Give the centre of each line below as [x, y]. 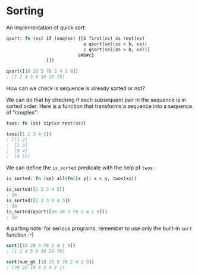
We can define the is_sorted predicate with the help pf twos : [80, 168]
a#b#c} [86, 55]
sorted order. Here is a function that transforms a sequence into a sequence [99, 106]
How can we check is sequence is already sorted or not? [76, 88]
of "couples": [22, 113]
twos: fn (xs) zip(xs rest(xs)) [46, 123]
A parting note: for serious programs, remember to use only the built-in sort [99, 228]
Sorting [25, 11]
